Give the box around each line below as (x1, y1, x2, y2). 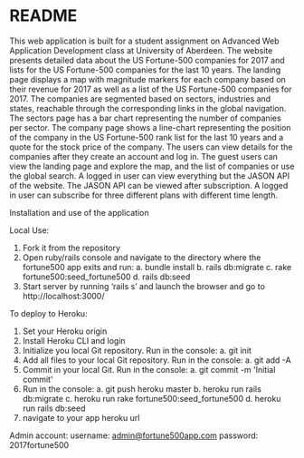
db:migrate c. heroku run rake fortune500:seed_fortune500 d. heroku (22, 393, 281, 404)
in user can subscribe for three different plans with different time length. (9, 190, 279, 200)
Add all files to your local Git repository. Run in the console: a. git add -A (22, 355, 291, 365)
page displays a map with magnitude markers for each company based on (9, 73, 287, 84)
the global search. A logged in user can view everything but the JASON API (9, 170, 290, 181)
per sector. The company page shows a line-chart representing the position (9, 122, 291, 132)
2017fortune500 (9, 439, 70, 450)
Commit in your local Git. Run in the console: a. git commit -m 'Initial (22, 364, 276, 375)
